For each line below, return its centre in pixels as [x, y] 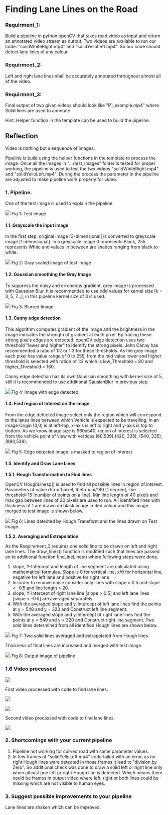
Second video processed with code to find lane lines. [60, 718]
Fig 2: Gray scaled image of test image [51, 263]
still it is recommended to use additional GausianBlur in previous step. [77, 382]
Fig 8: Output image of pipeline [43, 656]
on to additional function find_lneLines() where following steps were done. [82, 557]
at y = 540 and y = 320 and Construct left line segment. [70, 609]
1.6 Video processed [31, 669]
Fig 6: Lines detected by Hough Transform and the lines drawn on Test [84, 521]
